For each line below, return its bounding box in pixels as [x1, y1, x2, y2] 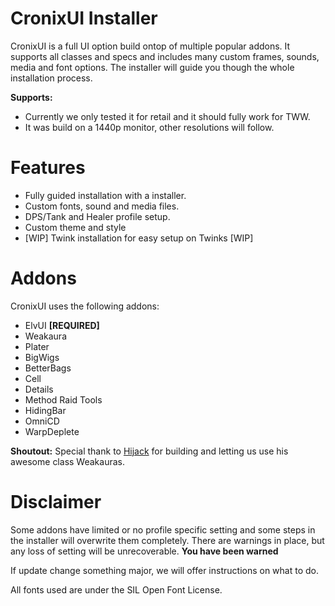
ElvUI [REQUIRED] [24, 319, 100, 331]
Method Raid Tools [24, 393, 103, 406]
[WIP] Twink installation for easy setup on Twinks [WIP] [24, 232, 254, 244]
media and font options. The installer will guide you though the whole [10, 61, 295, 73]
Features [10, 157, 86, 179]
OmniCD [24, 415, 60, 427]
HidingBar [24, 404, 67, 416]
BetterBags [24, 362, 72, 374]
